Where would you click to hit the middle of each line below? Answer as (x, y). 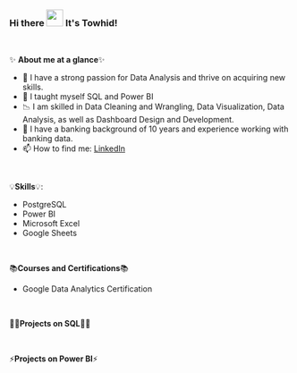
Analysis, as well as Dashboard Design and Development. (128, 120)
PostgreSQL (44, 205)
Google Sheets (50, 233)
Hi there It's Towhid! (64, 22)
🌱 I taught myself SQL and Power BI (88, 97)
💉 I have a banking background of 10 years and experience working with (155, 129)
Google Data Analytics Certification (87, 289)
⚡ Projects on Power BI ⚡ (54, 359)
